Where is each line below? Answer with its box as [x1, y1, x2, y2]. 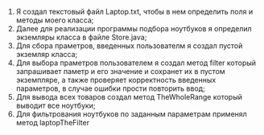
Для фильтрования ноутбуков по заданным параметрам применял [15, 109, 247, 119]
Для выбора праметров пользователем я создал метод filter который [15, 58, 256, 67]
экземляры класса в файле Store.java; [15, 32, 147, 42]
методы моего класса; [15, 15, 94, 25]
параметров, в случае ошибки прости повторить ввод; [15, 84, 205, 93]
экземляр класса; [15, 50, 78, 59]
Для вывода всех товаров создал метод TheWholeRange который [15, 92, 243, 101]
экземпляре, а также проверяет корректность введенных [15, 76, 217, 84]
